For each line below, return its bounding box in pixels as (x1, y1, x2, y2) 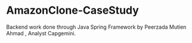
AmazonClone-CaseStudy (6, 4, 139, 17)
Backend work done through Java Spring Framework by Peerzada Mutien (6, 23, 187, 30)
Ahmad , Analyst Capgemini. (6, 29, 76, 36)
